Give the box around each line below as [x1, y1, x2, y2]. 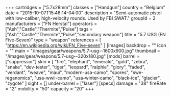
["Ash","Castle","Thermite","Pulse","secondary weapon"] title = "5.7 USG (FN [5, 32, 166, 37]
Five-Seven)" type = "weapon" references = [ [5, 37, 101, 43]
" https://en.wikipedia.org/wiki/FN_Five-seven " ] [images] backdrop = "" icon [5, 42, 166, 48]
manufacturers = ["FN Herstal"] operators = [5, 20, 97, 27]
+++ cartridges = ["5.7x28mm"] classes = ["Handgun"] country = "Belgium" [5, 5, 166, 10]
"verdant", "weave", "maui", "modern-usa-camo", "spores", [5, 69, 130, 76]
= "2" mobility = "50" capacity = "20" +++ [5, 86, 94, 91]
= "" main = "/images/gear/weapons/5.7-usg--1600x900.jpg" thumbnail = [5, 48, 161, 54]
